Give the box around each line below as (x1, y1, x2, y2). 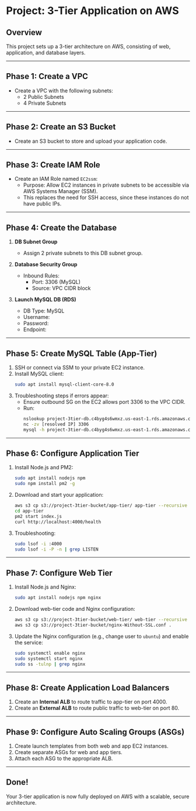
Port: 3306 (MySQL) (32, 279, 80, 286)
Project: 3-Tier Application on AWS (6, 4, 179, 18)
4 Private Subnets (23, 99, 66, 106)
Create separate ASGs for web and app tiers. (14, 749, 123, 756)
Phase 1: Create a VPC (6, 71, 89, 81)
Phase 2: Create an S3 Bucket (6, 122, 116, 132)
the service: (14, 639, 44, 646)
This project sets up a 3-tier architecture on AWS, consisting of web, (6, 43, 171, 50)
